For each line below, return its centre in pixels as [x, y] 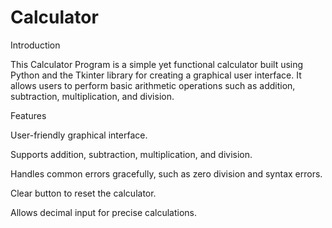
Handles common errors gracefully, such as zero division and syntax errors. [166, 173]
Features [28, 115]
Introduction [35, 45]
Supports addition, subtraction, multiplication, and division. [131, 154]
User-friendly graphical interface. [79, 135]
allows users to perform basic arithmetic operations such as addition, [153, 85]
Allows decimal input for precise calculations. [103, 212]
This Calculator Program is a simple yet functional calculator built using [157, 64]
